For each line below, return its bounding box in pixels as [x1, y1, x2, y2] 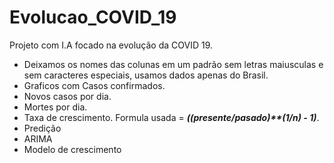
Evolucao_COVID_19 [9, 6, 177, 29]
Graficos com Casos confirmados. [23, 79, 166, 91]
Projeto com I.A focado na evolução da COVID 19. [9, 39, 214, 51]
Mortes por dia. [23, 101, 88, 113]
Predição [23, 122, 62, 134]
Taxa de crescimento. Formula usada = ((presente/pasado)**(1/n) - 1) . [23, 111, 320, 123]
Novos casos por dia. [23, 90, 112, 102]
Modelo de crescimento [23, 143, 122, 155]
